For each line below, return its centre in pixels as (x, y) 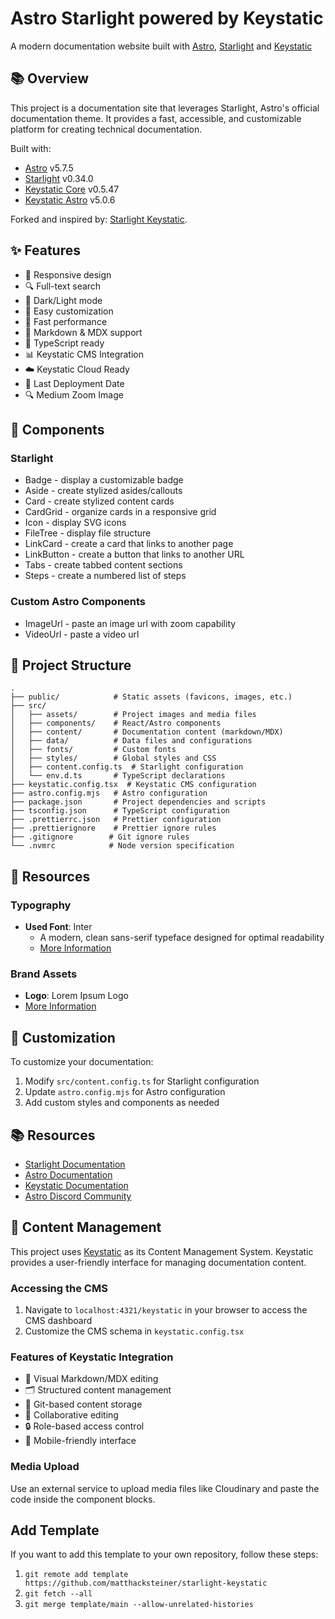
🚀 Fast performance (66, 321)
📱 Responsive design (68, 274)
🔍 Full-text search (63, 286)
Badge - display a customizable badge (104, 480)
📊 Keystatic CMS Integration (84, 354)
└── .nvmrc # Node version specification (122, 846)
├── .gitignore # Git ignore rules (100, 837)
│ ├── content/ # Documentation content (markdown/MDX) (147, 732)
